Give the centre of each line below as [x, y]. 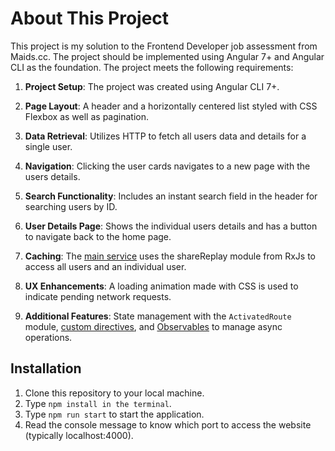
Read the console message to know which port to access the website [168, 424]
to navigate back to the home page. [98, 236]
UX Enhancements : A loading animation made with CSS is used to [161, 286]
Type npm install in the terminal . [98, 403]
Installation [46, 368]
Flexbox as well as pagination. [86, 116]
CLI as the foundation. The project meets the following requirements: [152, 67]
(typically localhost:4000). [79, 435]
